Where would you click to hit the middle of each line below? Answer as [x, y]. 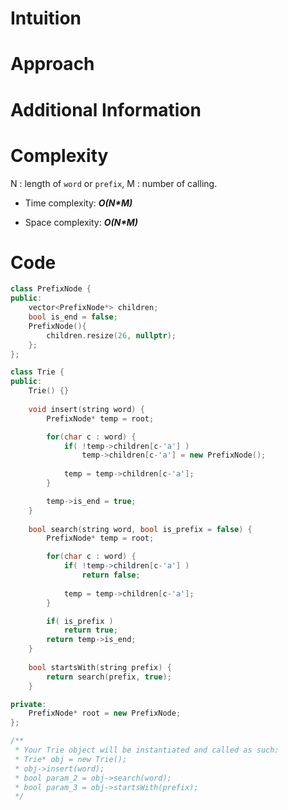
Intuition [46, 18]
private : [28, 704]
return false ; [111, 575]
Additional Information [106, 109]
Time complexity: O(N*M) [78, 203]
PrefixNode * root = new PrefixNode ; [105, 713]
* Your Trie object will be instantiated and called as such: [147, 750]
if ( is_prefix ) [80, 621]
